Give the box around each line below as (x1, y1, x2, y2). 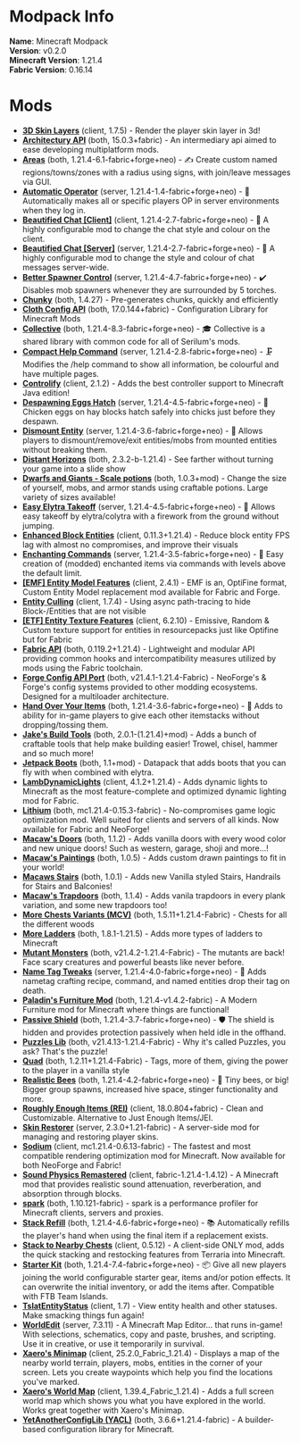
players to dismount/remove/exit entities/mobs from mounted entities (21, 435, 278, 446)
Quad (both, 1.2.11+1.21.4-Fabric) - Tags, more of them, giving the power (21, 1055, 288, 1066)
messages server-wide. (21, 262, 110, 272)
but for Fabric (21, 634, 73, 645)
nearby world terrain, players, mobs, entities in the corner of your (21, 1357, 263, 1368)
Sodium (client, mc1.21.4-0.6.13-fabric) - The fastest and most (21, 1140, 252, 1151)
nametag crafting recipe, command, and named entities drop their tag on (21, 975, 290, 986)
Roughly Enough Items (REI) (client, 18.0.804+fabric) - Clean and (21, 1103, 263, 1114)
